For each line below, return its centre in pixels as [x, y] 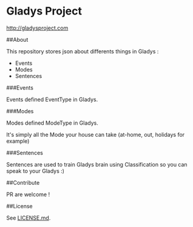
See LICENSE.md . [29, 218]
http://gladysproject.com [37, 28]
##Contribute [23, 182]
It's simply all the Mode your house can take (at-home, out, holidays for [96, 134]
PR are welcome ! [28, 194]
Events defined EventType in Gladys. [52, 99]
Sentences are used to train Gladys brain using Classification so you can [97, 164]
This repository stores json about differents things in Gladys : [83, 51]
